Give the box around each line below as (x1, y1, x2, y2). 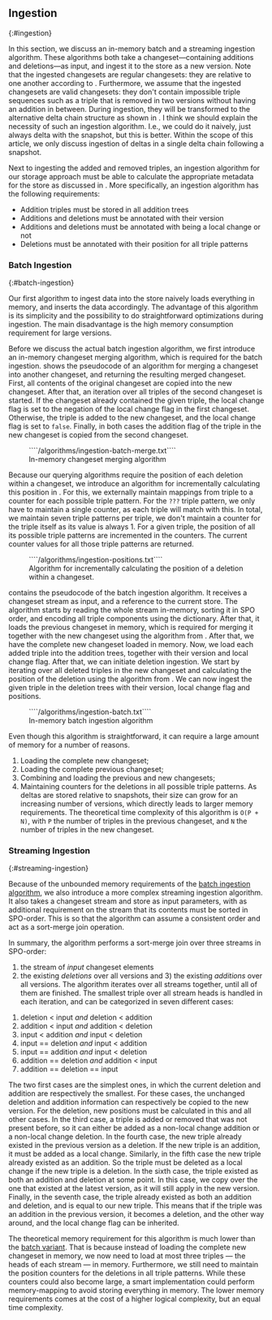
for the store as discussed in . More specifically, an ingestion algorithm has (8, 180, 259, 190)
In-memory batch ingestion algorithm (28, 716, 153, 726)
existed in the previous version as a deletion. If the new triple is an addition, (8, 1141, 261, 1150)
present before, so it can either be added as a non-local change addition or (8, 1124, 260, 1133)
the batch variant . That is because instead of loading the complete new (8, 1242, 247, 1253)
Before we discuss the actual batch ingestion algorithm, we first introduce (8, 344, 256, 354)
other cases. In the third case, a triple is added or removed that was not (8, 1115, 248, 1124)
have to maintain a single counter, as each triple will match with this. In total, (8, 505, 263, 515)
